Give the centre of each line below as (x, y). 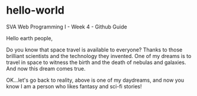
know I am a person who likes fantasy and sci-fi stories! (74, 86)
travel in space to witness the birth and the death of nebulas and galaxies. (96, 62)
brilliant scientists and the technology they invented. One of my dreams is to (99, 56)
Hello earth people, (30, 38)
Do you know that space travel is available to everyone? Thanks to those (94, 49)
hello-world (35, 10)
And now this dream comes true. (46, 68)
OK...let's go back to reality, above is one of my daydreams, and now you (95, 80)
